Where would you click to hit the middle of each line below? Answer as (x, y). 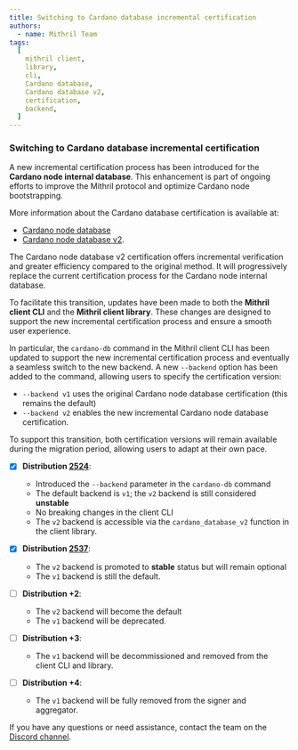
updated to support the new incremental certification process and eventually (149, 358)
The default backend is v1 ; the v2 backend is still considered (145, 493)
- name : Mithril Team (57, 34)
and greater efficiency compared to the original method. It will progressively (148, 266)
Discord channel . (40, 737)
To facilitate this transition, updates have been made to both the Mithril (139, 303)
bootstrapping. (36, 196)
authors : (25, 26)
